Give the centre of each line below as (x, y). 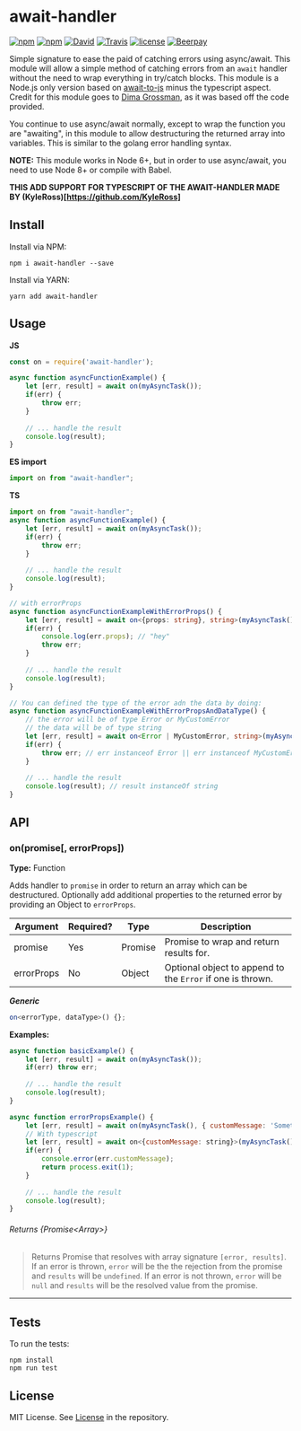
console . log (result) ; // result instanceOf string (122, 786)
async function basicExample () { (72, 1051)
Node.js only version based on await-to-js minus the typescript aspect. (140, 87)
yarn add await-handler (54, 296)
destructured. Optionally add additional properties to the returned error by (146, 894)
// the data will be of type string (94, 728)
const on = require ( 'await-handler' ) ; (82, 362)
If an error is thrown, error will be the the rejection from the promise (157, 1267)
